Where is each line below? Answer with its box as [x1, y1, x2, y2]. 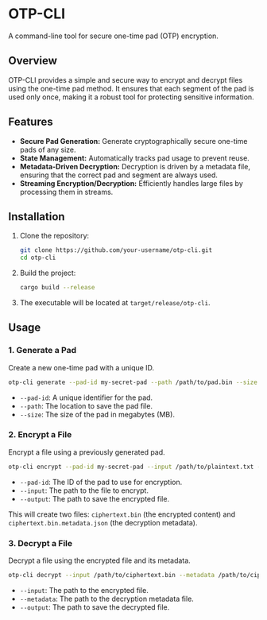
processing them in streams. [19, 187, 114, 196]
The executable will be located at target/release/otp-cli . [19, 298, 211, 307]
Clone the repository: [19, 231, 90, 241]
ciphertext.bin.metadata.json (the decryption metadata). [8, 517, 198, 527]
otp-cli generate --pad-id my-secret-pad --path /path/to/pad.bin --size [8, 378, 258, 386]
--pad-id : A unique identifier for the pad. [19, 393, 153, 402]
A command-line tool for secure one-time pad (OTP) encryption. [8, 31, 219, 41]
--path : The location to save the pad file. [19, 401, 153, 410]
